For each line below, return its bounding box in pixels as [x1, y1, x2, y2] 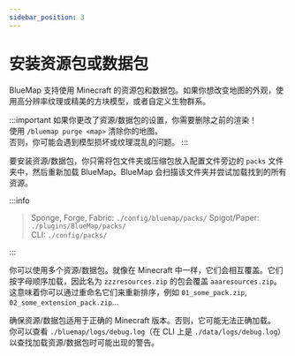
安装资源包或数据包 [9, 54, 149, 73]
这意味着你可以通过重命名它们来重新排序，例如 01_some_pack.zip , [9, 286, 247, 297]
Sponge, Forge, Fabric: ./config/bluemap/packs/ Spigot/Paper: [30, 212, 260, 223]
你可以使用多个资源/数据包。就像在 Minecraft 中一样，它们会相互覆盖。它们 [9, 264, 284, 275]
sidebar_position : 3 [9, 12, 86, 22]
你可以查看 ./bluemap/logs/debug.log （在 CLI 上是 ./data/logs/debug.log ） [9, 326, 285, 337]
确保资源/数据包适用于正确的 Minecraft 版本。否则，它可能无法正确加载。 [9, 314, 276, 325]
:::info [9, 195, 30, 206]
